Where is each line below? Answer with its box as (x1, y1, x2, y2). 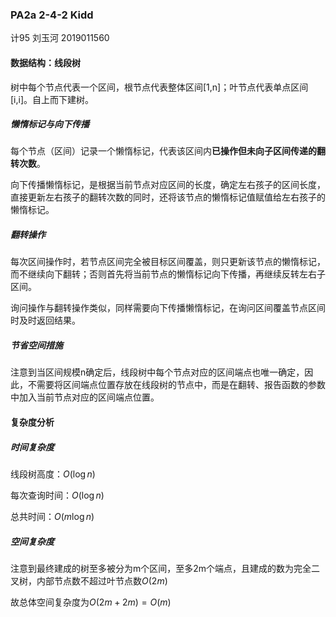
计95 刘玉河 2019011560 (10, 32, 110, 44)
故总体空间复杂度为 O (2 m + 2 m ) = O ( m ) (10, 596, 172, 608)
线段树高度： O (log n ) (10, 468, 96, 480)
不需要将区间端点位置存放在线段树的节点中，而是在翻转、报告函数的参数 (27, 379, 326, 391)
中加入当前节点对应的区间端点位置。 (10, 391, 160, 403)
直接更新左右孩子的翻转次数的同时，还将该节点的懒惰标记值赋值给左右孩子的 (10, 191, 326, 203)
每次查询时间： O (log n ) (10, 489, 105, 501)
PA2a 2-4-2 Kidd (10, 8, 94, 22)
